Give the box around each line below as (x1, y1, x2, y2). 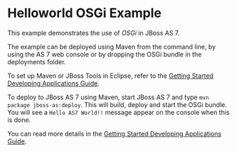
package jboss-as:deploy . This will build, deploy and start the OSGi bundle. (7, 100, 228, 108)
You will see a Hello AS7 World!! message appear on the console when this (7, 108, 230, 116)
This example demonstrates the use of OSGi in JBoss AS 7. (7, 29, 180, 37)
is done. (7, 116, 31, 124)
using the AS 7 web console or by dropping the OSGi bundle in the (7, 50, 202, 59)
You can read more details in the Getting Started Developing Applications (7, 129, 222, 138)
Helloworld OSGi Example (7, 5, 162, 21)
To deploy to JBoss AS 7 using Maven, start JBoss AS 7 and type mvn (7, 93, 209, 101)
